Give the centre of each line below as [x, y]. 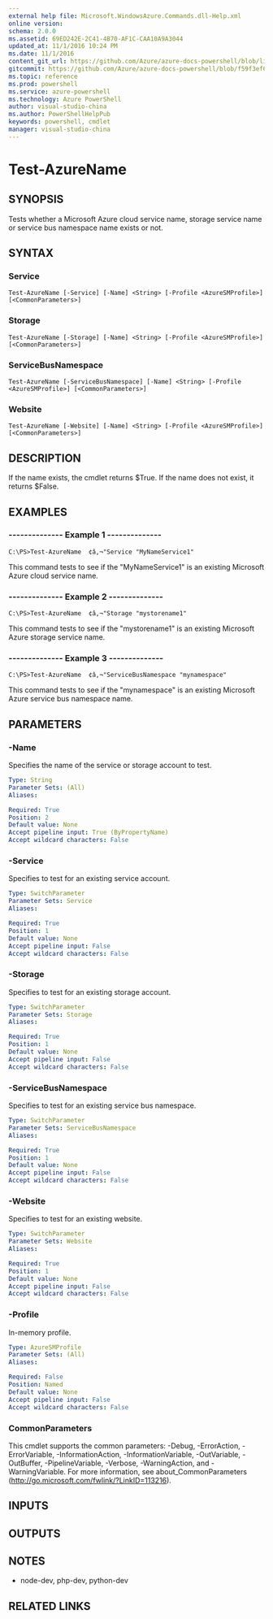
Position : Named [36, 1385]
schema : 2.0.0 [32, 31]
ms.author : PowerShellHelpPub [60, 115]
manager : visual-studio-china [60, 129]
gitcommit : [27, 69]
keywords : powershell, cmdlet [60, 122]
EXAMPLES [38, 512]
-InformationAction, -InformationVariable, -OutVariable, [149, 1454]
